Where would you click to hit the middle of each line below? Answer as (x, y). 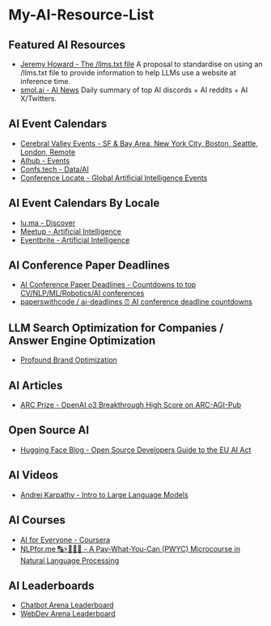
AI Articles (36, 385)
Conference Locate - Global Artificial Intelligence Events (114, 178)
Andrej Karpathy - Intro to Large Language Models (104, 494)
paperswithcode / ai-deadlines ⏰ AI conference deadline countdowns (136, 302)
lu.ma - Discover (47, 222)
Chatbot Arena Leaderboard (67, 605)
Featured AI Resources (67, 45)
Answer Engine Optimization (82, 340)
